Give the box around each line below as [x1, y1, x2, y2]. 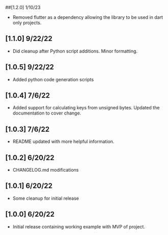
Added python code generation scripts [12, 76, 94, 82]
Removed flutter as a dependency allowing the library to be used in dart [12, 14, 163, 20]
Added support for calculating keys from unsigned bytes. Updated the [12, 105, 160, 111]
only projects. [12, 20, 42, 26]
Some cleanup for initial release [12, 195, 79, 201]
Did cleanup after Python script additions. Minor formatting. [12, 48, 138, 54]
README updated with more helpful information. [12, 138, 115, 145]
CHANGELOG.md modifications [12, 167, 79, 173]
